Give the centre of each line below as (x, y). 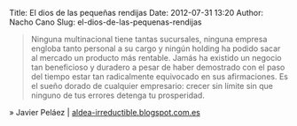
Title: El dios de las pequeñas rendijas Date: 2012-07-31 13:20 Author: (137, 13)
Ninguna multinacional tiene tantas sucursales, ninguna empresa (149, 39)
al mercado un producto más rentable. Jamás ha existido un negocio (156, 58)
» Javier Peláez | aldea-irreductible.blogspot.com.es (105, 112)
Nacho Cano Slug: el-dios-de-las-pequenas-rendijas (106, 22)
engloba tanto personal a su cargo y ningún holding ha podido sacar (156, 48)
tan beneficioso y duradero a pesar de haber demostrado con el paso (158, 67)
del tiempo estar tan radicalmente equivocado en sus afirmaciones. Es (159, 77)
